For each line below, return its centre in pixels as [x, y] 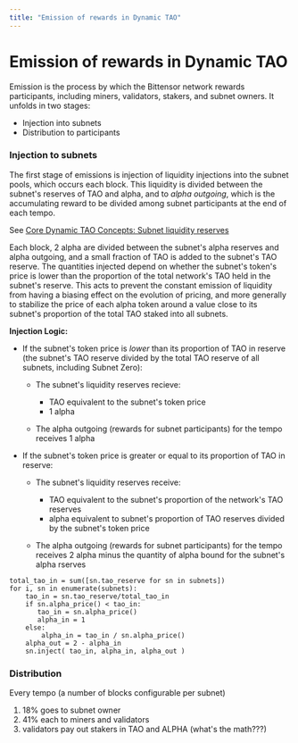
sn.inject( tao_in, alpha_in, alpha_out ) [105, 651]
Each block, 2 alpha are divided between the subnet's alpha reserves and [144, 247]
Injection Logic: [39, 330]
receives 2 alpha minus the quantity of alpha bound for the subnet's [160, 555]
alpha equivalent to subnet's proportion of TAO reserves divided [167, 518]
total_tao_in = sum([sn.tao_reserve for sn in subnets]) [117, 580]
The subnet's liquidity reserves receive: [108, 482]
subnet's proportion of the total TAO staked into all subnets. [119, 313]
